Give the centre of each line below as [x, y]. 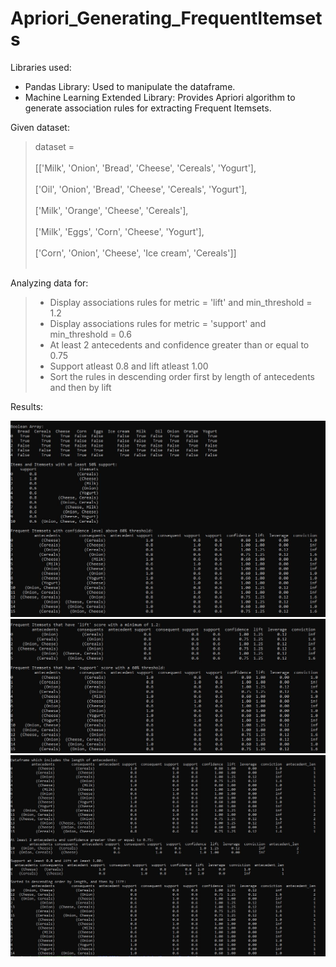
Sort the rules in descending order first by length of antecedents [182, 376]
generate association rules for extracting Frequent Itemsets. [148, 108]
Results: [27, 406]
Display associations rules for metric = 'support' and [158, 323]
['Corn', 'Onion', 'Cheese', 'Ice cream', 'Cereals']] [135, 253]
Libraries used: [41, 67]
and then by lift [80, 387]
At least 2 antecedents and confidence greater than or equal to [179, 344]
